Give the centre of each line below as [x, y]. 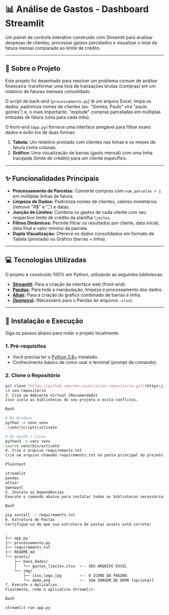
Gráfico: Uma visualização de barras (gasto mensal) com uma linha [82, 152]
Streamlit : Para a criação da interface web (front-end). [69, 284]
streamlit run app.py [28, 608]
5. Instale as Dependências [35, 492]
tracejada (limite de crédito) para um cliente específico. [70, 158]
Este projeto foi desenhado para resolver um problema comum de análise [81, 81]
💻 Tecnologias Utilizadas [46, 260]
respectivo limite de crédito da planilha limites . [62, 217]
